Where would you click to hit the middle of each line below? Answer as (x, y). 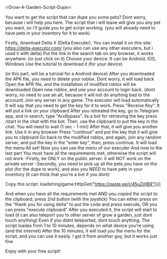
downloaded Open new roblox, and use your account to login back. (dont (80, 90)
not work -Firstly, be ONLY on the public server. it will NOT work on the (78, 158)
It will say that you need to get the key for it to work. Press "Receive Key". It (83, 105)
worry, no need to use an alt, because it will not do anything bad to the (78, 95)
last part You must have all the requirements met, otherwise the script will (81, 153)
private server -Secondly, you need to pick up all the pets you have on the (81, 164)
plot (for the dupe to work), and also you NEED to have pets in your (74, 169)
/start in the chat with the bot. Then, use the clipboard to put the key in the (82, 121)
